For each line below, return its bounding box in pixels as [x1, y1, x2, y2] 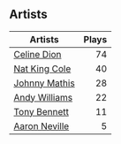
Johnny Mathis [13, 77, 75, 89]
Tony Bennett [13, 105, 69, 117]
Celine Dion [13, 48, 62, 60]
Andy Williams [13, 91, 73, 103]
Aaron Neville [13, 119, 70, 132]
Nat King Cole [13, 62, 72, 74]
